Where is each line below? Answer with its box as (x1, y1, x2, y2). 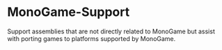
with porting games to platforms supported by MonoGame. (7, 34, 176, 42)
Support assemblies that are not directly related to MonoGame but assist (7, 27, 216, 35)
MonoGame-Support (7, 4, 130, 20)
